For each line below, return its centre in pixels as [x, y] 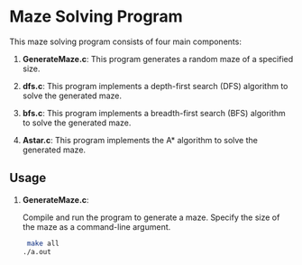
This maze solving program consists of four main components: [125, 41]
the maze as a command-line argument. [96, 226]
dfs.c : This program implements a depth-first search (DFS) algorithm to [155, 86]
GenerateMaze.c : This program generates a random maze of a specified [158, 59]
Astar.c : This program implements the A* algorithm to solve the [140, 140]
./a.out [37, 251]
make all [43, 243]
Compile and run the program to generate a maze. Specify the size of [151, 217]
